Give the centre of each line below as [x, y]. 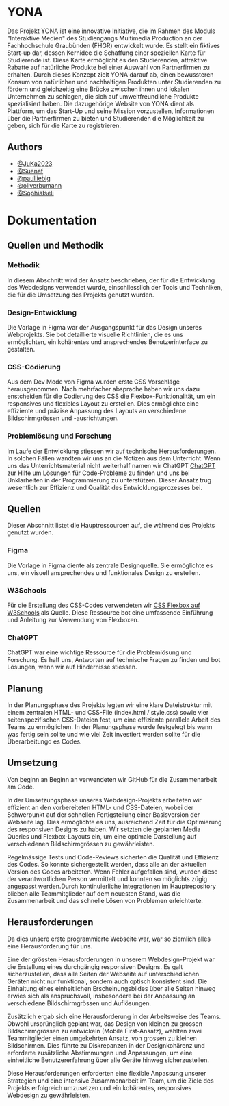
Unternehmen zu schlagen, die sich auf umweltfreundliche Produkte [103, 96]
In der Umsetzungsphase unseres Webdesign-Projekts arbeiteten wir [104, 800]
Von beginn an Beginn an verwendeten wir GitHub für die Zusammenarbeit [112, 779]
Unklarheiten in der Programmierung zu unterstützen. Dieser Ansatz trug [109, 480]
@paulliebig [34, 178]
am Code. [21, 787]
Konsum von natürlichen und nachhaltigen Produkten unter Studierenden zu [114, 82]
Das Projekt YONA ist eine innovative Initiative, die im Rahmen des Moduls [111, 31]
